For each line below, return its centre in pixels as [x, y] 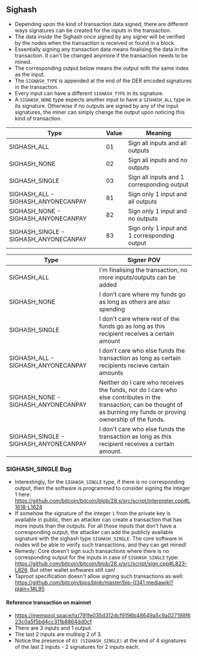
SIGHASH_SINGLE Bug [39, 469]
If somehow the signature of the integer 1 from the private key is [93, 513]
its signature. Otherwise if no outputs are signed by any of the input [96, 105]
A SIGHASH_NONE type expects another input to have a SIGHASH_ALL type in [103, 99]
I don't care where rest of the [139, 319]
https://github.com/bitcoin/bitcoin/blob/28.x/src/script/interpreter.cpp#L [102, 501]
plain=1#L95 [30, 589]
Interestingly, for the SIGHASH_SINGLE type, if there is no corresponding [99, 482]
